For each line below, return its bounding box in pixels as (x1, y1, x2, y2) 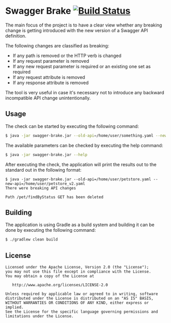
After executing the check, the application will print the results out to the (5, 161, 157, 168)
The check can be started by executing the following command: (5, 123, 139, 129)
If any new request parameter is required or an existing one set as (12, 63, 151, 69)
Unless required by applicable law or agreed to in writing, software (5, 291, 158, 297)
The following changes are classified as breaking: (5, 42, 109, 48)
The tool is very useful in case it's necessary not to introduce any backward (5, 89, 164, 95)
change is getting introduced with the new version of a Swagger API (5, 27, 149, 33)
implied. (5, 305, 24, 310)
